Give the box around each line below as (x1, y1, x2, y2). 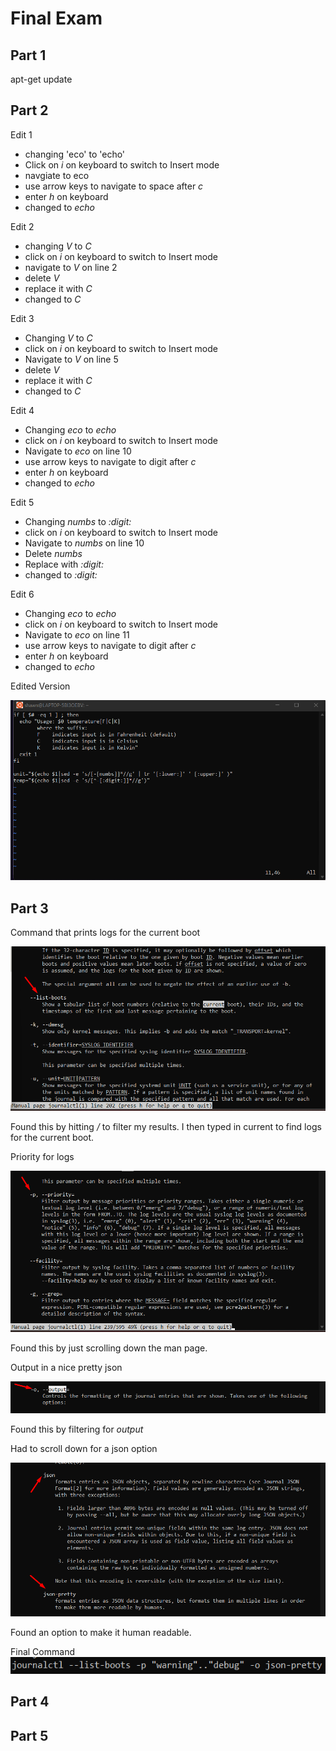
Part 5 (10, 1727, 49, 1744)
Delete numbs (24, 547, 83, 559)
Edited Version (10, 680, 71, 692)
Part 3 (10, 900, 49, 917)
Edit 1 (10, 128, 33, 141)
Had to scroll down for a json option (10, 1443, 158, 1455)
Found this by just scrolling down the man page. (10, 1342, 208, 1354)
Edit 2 (10, 220, 35, 232)
